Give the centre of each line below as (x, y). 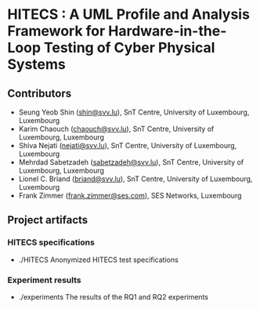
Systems (36, 65)
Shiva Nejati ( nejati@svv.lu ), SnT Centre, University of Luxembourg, (128, 145)
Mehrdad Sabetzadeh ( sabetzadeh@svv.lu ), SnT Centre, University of (131, 162)
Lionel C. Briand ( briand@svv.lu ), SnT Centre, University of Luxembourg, (135, 179)
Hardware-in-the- (168, 31)
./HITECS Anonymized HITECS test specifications (99, 260)
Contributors (40, 93)
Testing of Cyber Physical (129, 48)
